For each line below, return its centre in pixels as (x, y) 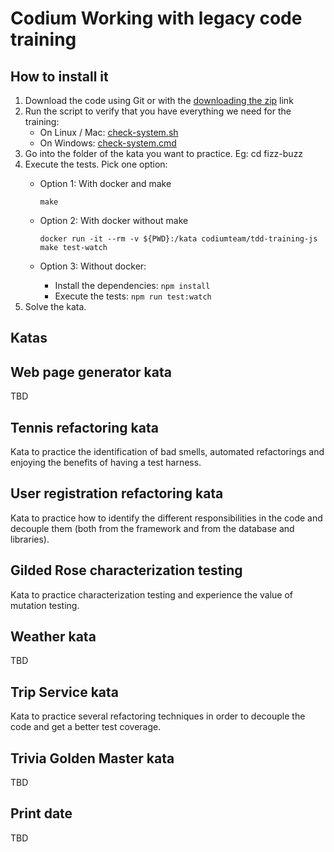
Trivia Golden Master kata (92, 758)
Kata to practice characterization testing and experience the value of (152, 594)
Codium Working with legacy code (156, 18)
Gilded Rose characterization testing (126, 570)
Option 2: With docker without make (114, 220)
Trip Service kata (64, 692)
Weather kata (53, 637)
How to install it (59, 76)
